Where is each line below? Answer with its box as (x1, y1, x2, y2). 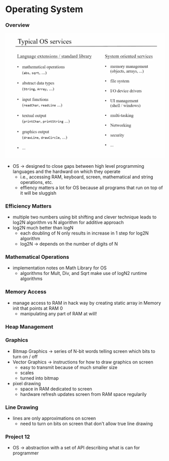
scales (20, 370, 34, 376)
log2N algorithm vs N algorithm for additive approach (12, 219, 124, 225)
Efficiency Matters (5, 202, 52, 209)
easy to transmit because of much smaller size (20, 364, 118, 370)
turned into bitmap (20, 375, 59, 381)
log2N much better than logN (12, 225, 73, 231)
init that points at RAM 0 (12, 305, 63, 311)
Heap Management (5, 323, 54, 330)
